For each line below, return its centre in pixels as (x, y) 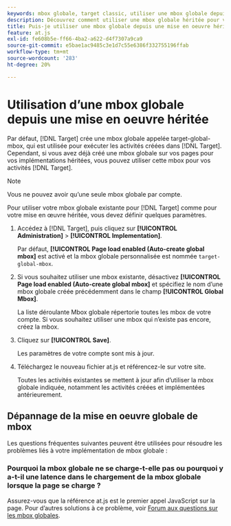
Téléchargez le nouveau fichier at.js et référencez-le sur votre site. (111, 366)
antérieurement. (40, 394)
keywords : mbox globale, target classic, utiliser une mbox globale (107, 13)
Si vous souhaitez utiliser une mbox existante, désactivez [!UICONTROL (119, 276)
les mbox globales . (34, 515)
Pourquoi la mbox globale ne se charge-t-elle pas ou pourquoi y (115, 468)
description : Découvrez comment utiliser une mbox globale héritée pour (113, 20)
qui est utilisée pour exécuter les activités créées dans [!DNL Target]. (124, 146)
